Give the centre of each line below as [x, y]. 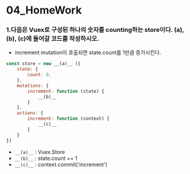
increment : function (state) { [66, 91]
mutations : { [33, 86]
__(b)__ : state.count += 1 [46, 158]
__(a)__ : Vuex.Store [40, 152]
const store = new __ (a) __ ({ [44, 64]
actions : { [30, 113]
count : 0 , [39, 75]
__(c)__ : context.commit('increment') [61, 164]
